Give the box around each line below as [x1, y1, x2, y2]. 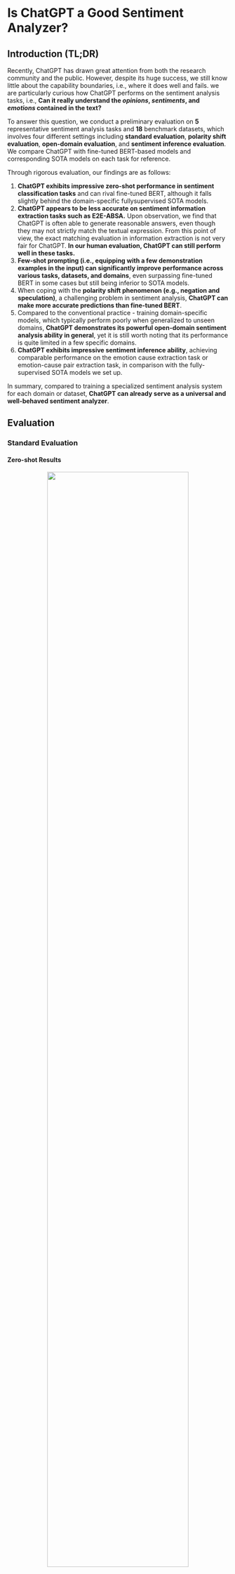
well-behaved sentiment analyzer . [7, 397, 109, 405]
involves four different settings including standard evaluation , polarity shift [7, 132, 227, 140]
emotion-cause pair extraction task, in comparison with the [17, 361, 189, 369]
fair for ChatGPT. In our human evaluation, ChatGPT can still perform [17, 242, 221, 250]
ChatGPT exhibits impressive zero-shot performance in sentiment [17, 182, 215, 190]
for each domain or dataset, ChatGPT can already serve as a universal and [7, 390, 227, 397]
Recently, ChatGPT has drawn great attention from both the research [7, 67, 206, 74]
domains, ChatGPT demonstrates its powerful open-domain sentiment [17, 324, 227, 331]
